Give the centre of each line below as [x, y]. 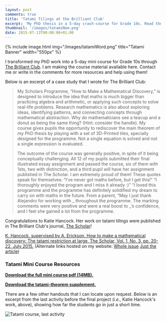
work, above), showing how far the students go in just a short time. [73, 305]
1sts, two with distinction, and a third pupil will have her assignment [86, 169]
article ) [12, 251]
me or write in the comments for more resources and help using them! [76, 72]
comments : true [21, 14]
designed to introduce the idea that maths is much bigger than [81, 96]
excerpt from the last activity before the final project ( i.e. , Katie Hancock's [80, 299]
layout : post [19, 10]
